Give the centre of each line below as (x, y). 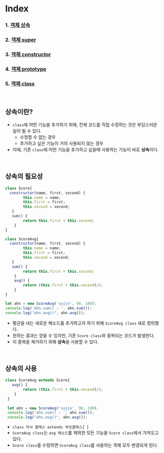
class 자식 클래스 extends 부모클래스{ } (51, 427)
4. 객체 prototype (26, 69)
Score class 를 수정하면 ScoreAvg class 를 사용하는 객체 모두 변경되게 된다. (85, 445)
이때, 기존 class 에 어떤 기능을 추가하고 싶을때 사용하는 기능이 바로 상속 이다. (85, 150)
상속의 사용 (21, 369)
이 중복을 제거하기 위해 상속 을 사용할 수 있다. (55, 341)
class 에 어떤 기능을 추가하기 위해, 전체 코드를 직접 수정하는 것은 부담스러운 (85, 125)
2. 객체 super (21, 40)
